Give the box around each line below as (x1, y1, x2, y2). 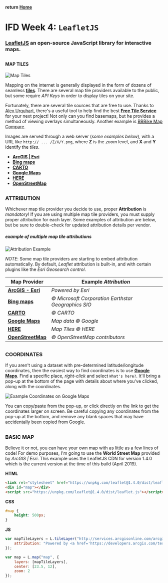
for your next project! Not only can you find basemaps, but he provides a (5, 113, 155, 119)
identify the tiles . (5, 144, 40, 150)
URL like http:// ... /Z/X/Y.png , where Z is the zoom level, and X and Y (5, 138, 156, 145)
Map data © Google (51, 318, 98, 325)
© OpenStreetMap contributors (51, 334, 125, 341)
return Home (5, 4, 32, 10)
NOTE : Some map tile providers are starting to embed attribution (5, 256, 138, 262)
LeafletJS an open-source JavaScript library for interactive (5, 39, 151, 46)
